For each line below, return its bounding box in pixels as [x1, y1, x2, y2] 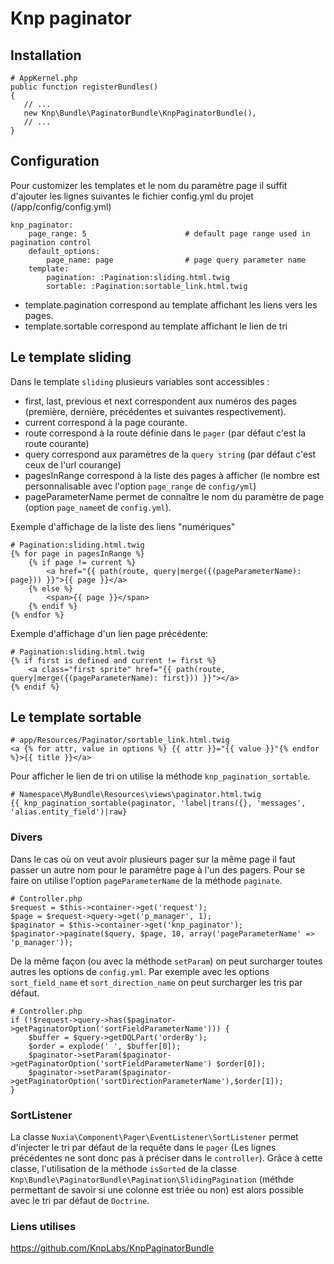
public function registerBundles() [10, 82, 159, 92]
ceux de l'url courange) [24, 458, 122, 471]
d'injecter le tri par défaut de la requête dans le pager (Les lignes [10, 1142, 277, 1154]
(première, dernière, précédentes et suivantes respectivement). [24, 405, 287, 417]
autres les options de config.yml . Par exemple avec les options [10, 965, 270, 977]
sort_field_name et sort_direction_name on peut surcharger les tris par [10, 976, 303, 988]
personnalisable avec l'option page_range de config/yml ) [24, 480, 257, 492]
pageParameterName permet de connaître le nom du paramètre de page [24, 490, 325, 502]
